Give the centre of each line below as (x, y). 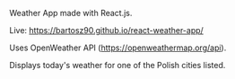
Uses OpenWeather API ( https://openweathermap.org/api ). (118, 48)
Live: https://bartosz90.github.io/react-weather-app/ (106, 30)
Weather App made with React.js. (71, 13)
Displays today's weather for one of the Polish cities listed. (117, 65)
